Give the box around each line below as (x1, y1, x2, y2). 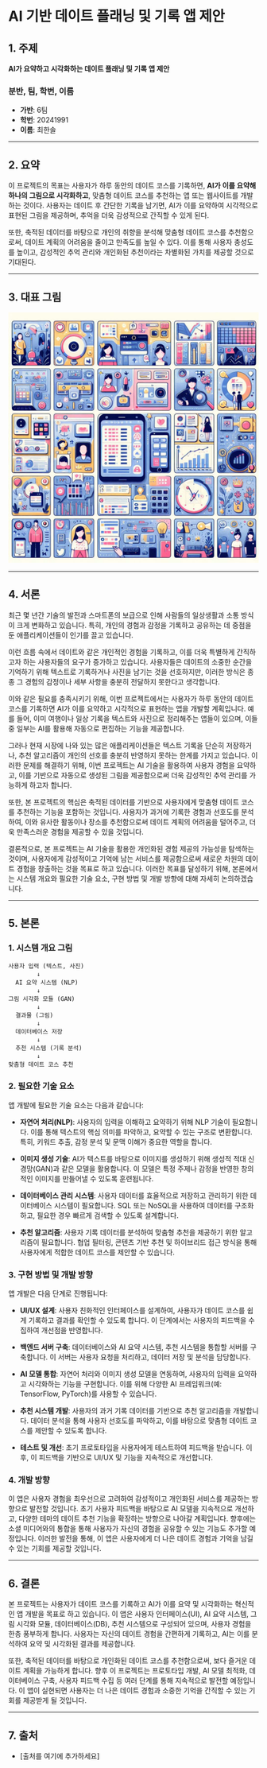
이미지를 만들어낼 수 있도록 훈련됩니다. (34, 1173, 154, 1183)
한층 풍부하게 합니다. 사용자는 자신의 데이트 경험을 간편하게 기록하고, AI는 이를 (8, 1629, 250, 1638)
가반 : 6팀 (19, 105, 48, 115)
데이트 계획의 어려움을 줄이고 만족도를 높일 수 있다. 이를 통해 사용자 (25, 238, 233, 247)
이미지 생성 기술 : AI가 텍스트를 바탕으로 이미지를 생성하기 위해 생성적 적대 (19, 1153, 246, 1163)
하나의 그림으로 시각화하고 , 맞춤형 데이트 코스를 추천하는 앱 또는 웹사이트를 (8, 191, 239, 200)
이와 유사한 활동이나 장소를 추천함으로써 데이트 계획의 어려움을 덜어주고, (25, 816, 248, 827)
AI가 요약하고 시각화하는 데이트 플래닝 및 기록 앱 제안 (8, 64, 170, 73)
